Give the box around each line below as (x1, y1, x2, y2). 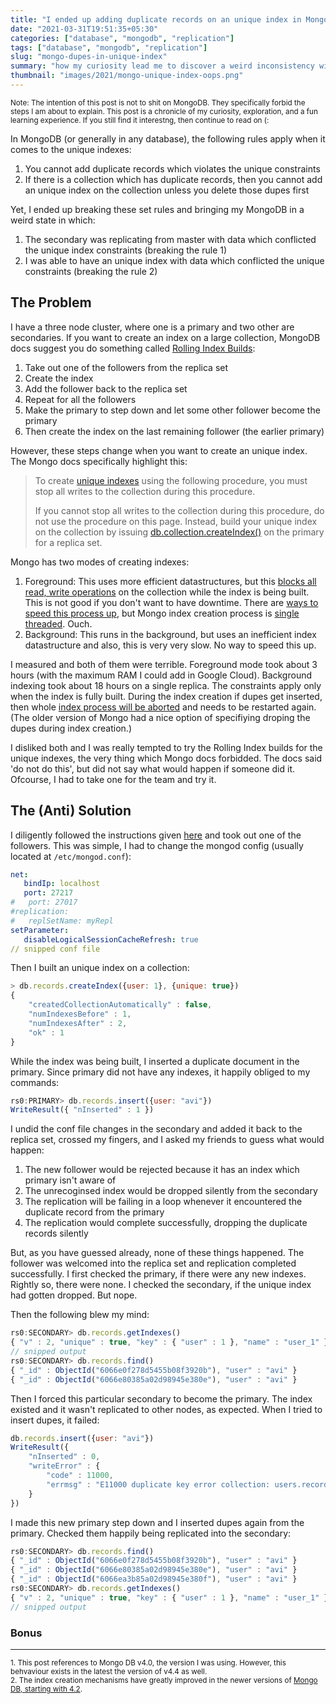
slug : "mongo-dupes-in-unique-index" (10, 52, 168, 62)
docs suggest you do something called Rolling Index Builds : (10, 342, 256, 354)
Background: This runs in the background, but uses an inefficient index (24, 628, 317, 640)
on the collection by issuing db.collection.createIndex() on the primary (34, 526, 325, 538)
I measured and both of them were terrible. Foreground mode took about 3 (10, 658, 318, 670)
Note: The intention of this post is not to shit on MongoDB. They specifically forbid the (10, 97, 306, 108)
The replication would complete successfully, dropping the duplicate (24, 1217, 308, 1229)
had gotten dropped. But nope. (10, 1289, 138, 1301)
